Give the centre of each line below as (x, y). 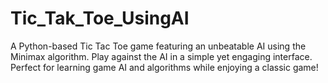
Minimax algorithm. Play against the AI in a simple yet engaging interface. (161, 56)
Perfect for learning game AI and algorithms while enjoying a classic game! (164, 67)
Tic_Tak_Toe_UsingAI (100, 18)
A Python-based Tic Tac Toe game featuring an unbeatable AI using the (158, 46)
